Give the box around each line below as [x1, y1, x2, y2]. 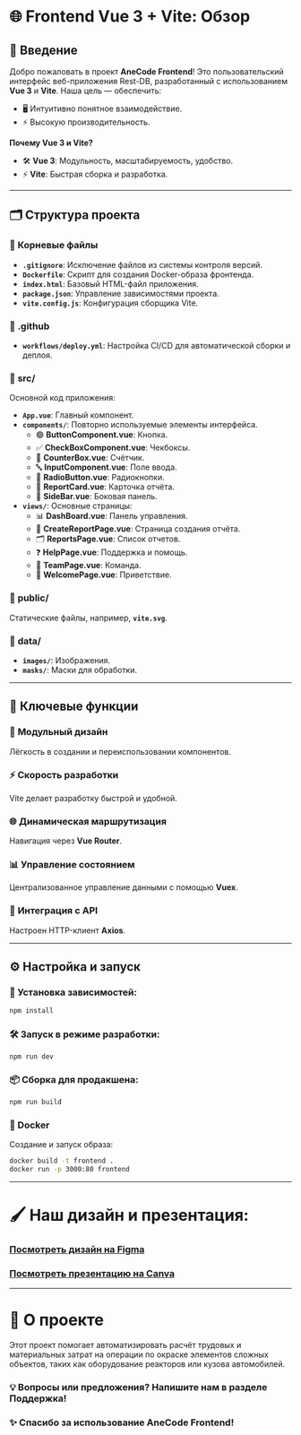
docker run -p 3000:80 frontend [9, 1164, 130, 1173]
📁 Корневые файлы [9, 239, 99, 252]
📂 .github [9, 320, 50, 333]
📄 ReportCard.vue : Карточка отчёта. [35, 481, 175, 492]
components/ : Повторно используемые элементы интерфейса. [21, 419, 258, 430]
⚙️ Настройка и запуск [9, 959, 142, 974]
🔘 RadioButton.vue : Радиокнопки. [35, 472, 165, 483]
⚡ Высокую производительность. [21, 117, 150, 127]
